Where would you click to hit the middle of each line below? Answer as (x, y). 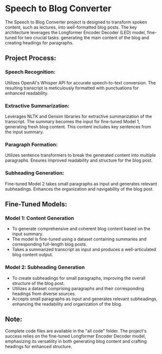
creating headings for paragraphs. (39, 42)
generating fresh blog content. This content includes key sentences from (78, 126)
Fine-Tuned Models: (36, 204)
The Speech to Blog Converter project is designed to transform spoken (76, 22)
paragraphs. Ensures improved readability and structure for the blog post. (79, 160)
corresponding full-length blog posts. (50, 244)
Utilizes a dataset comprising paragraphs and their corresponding (78, 288)
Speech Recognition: (30, 72)
